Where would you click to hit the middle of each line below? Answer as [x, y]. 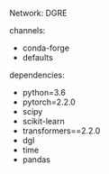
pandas [36, 160]
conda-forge [46, 48]
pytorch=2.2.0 [49, 102]
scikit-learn [43, 121]
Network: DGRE [38, 13]
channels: [27, 30]
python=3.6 [44, 92]
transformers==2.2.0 [61, 131]
